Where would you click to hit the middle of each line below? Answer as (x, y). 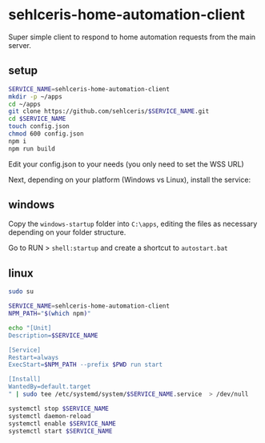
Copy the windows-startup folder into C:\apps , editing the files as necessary (133, 224)
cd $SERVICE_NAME (37, 119)
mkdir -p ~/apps (35, 97)
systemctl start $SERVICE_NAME (60, 431)
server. (20, 45)
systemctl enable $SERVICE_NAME (62, 423)
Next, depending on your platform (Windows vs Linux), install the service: (129, 179)
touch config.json (39, 127)
